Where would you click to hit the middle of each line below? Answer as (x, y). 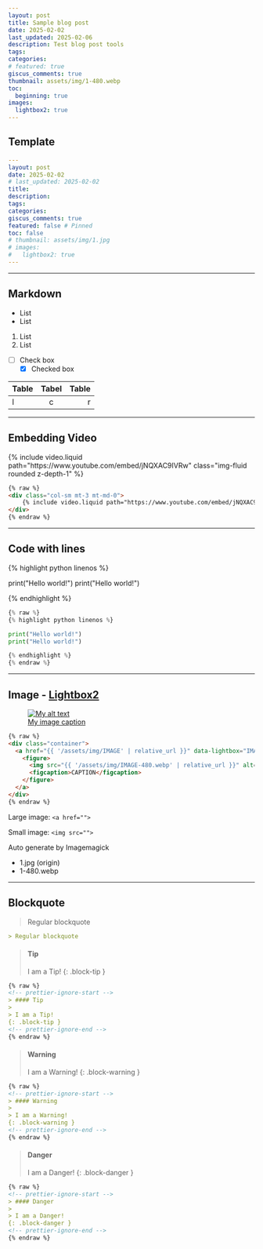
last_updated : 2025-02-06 (50, 37)
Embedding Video (53, 438)
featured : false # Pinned (50, 226)
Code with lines (47, 549)
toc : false (26, 233)
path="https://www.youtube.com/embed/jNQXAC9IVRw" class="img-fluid (128, 465)
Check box (37, 360)
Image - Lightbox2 (54, 695)
